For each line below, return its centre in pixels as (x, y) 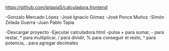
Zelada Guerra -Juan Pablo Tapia (40, 22)
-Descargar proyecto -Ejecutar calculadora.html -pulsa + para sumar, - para (84, 32)
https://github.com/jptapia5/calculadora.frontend (56, 7)
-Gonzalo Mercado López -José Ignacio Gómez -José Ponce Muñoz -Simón (85, 17)
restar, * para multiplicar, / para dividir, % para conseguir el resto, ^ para (81, 38)
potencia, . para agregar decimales (42, 43)
